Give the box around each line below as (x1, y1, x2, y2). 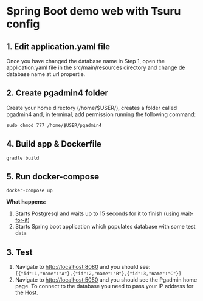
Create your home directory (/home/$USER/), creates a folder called (6, 104, 177, 111)
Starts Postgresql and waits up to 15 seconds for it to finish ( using (15, 210, 180, 217)
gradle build (6, 155, 40, 161)
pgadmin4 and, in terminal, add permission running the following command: (6, 111, 196, 118)
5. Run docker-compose (6, 171, 99, 182)
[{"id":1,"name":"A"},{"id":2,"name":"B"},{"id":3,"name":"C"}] (15, 271, 182, 277)
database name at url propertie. (6, 71, 86, 77)
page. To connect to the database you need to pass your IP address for (15, 283, 194, 290)
